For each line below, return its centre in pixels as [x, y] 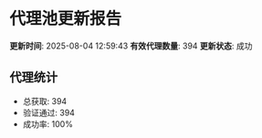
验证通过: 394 [49, 112]
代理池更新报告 [66, 19]
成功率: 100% [47, 123]
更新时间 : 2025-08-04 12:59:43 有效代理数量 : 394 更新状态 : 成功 [131, 46]
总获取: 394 [45, 101]
